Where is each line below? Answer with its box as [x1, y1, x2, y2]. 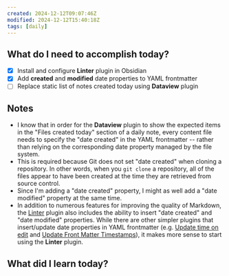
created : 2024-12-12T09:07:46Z [7, 10, 97, 17]
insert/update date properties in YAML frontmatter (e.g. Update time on [17, 223, 219, 231]
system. [17, 150, 40, 158]
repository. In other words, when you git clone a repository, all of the [17, 164, 215, 173]
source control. [17, 180, 61, 188]
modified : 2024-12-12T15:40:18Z [7, 17, 100, 23]
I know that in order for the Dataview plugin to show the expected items [17, 121, 221, 129]
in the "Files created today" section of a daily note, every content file [17, 128, 212, 136]
